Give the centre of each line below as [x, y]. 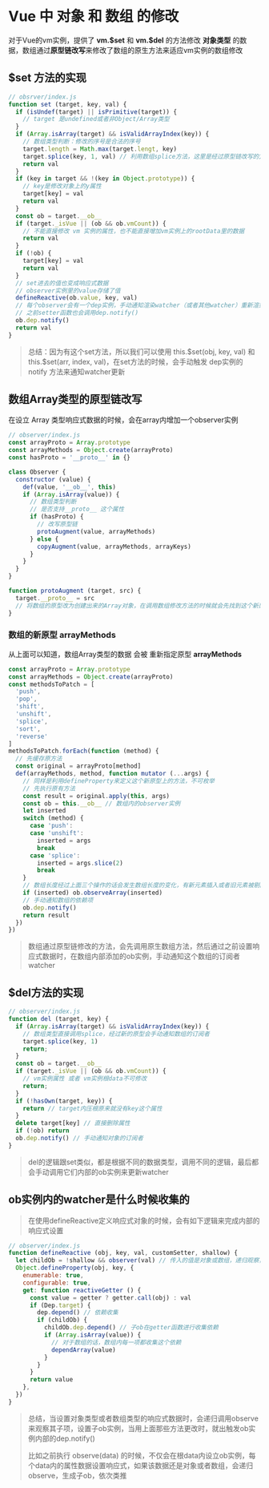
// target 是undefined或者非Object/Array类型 [96, 119]
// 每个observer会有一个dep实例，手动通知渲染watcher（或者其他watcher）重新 [134, 305]
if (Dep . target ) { [60, 1305]
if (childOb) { [62, 1320]
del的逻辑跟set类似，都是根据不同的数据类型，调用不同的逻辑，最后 [140, 1162]
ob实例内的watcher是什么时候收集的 [99, 1200]
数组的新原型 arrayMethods [62, 635]
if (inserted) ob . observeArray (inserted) [92, 893]
